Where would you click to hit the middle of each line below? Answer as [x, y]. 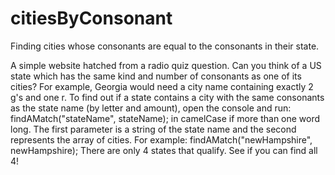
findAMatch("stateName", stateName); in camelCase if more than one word [165, 118]
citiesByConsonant [91, 18]
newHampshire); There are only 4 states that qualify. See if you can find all [164, 150]
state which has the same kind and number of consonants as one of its [156, 76]
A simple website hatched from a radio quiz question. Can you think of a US [166, 65]
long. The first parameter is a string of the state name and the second [153, 129]
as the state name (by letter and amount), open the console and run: [151, 108]
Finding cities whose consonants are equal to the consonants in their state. [165, 46]
